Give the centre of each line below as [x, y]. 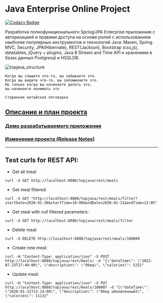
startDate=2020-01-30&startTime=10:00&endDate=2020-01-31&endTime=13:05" [81, 203]
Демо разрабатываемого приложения [53, 126]
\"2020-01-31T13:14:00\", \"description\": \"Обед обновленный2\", [75, 292]
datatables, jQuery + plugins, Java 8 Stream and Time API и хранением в [79, 53]
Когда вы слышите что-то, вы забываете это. [51, 76]
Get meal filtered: [29, 190]
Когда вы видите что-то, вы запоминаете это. [52, 80]
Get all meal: [24, 172]
